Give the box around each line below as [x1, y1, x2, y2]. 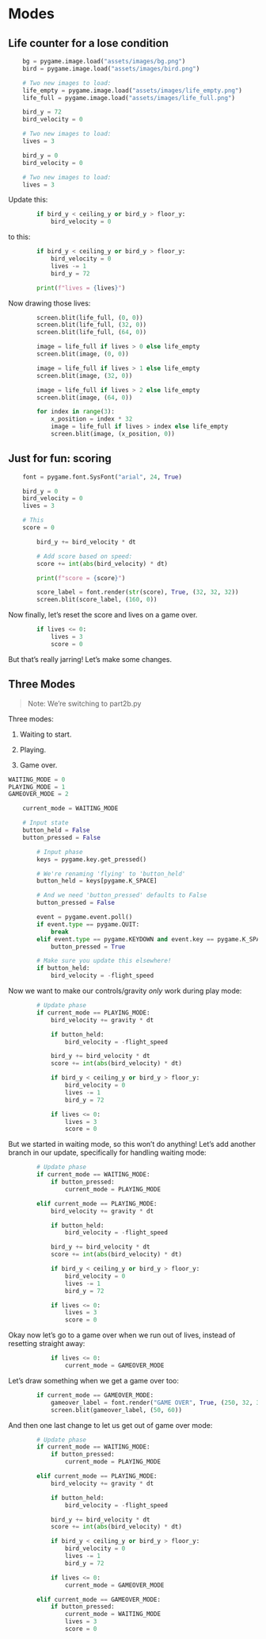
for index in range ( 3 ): [36, 408, 115, 416]
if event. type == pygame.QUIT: [36, 920, 140, 929]
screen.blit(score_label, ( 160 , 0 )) [36, 596, 158, 604]
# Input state [22, 819, 69, 827]
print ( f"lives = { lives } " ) [36, 283, 126, 292]
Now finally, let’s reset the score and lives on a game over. [8, 610, 198, 620]
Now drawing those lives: [8, 298, 91, 308]
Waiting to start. [19, 729, 72, 739]
